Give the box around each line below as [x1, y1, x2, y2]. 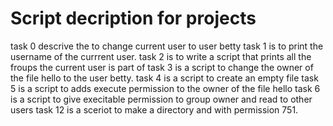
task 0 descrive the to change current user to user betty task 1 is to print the [10, 40, 324, 52]
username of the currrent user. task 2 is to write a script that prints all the [10, 50, 312, 62]
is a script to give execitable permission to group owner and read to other [10, 93, 313, 105]
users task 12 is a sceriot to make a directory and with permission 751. [10, 103, 299, 116]
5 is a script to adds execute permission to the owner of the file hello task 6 [10, 82, 321, 94]
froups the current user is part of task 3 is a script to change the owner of [10, 61, 314, 73]
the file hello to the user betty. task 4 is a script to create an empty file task [10, 72, 319, 84]
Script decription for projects [10, 7, 257, 30]
